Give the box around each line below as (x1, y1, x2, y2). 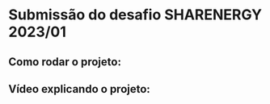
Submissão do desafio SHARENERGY (8, 6, 263, 24)
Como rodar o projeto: (8, 55, 121, 69)
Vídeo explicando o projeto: (8, 82, 151, 96)
